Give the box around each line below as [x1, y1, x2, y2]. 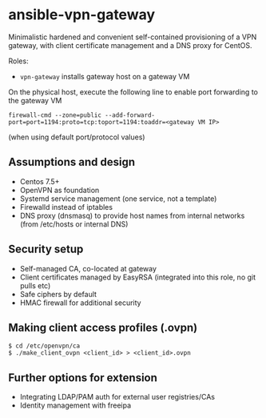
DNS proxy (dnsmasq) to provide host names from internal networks [19, 211, 245, 220]
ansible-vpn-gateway [8, 6, 156, 24]
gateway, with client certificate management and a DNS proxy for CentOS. [8, 40, 252, 50]
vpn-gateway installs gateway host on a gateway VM [19, 71, 190, 81]
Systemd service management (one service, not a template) [19, 194, 217, 203]
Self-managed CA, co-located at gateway [19, 263, 157, 273]
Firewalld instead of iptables [19, 202, 113, 211]
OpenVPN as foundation [19, 185, 100, 195]
